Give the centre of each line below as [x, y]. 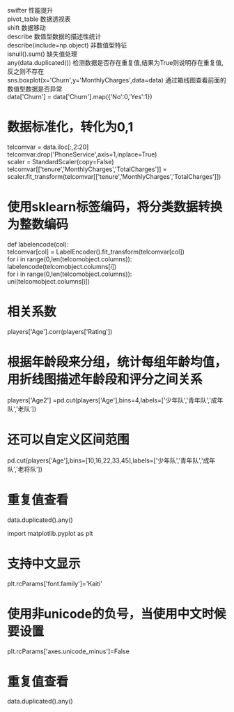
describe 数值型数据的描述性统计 [54, 36]
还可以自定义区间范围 [69, 439]
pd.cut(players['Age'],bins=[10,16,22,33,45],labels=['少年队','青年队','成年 [111, 460]
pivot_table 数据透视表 [39, 19]
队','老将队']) [25, 469]
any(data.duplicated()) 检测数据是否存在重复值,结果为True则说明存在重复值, [116, 63]
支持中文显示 [44, 564]
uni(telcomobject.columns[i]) [49, 281]
